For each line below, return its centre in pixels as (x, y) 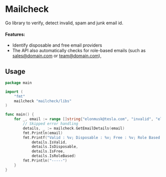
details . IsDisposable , (55, 147)
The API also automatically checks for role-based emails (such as (79, 51)
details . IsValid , (49, 142)
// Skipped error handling (51, 124)
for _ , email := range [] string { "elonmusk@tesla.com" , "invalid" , (84, 119)
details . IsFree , (48, 151)
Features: (15, 34)
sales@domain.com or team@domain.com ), (57, 56)
